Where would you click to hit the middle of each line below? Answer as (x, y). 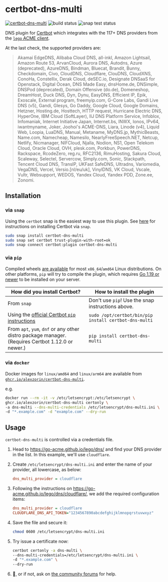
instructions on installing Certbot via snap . (48, 226)
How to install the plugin (124, 292)
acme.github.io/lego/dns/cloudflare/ (49, 494)
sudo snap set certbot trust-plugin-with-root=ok (58, 240)
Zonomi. (26, 180)
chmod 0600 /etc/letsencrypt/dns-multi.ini (58, 532)
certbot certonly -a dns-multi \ (47, 550)
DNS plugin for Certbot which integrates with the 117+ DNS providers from (81, 33)
